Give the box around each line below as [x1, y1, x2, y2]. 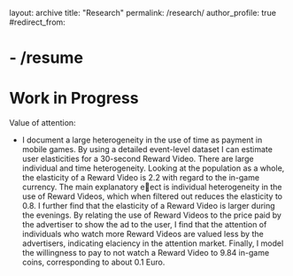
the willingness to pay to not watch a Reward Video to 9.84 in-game [21, 248, 270, 258]
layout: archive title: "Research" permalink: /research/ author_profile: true [9, 8, 277, 18]
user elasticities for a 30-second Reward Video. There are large [21, 154, 254, 165]
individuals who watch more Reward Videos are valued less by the [21, 229, 264, 240]
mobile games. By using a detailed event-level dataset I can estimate [21, 144, 273, 155]
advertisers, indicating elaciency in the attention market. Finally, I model [21, 238, 284, 249]
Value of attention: [9, 118, 77, 128]
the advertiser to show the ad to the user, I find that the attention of [21, 219, 267, 230]
